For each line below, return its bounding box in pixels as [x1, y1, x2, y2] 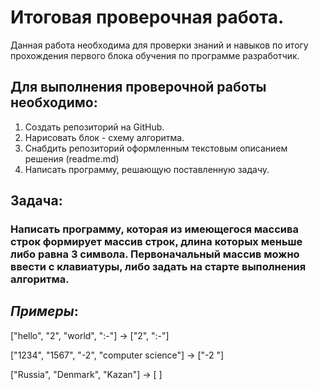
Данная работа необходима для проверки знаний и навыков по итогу [10, 39, 309, 51]
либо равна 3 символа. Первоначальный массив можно [10, 247, 300, 261]
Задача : [10, 192, 63, 210]
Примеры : [10, 303, 79, 320]
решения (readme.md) [24, 152, 120, 165]
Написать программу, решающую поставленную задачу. [24, 163, 270, 175]
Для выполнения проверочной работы [10, 79, 267, 96]
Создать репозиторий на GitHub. [24, 121, 165, 133]
